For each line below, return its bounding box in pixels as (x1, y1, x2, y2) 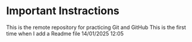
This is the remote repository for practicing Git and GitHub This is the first (6, 24, 186, 31)
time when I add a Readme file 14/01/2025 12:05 (6, 30, 124, 37)
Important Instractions (6, 4, 120, 18)
